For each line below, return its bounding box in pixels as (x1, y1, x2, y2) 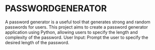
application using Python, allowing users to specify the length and (5, 29, 138, 35)
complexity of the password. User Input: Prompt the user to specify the (5, 34, 148, 40)
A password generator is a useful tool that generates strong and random (5, 19, 151, 25)
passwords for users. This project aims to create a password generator (5, 24, 148, 30)
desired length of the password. (5, 39, 69, 45)
